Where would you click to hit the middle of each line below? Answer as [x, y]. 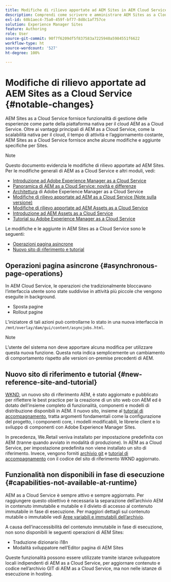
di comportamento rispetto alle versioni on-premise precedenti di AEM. [80, 358]
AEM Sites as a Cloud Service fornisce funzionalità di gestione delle [76, 119]
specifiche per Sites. [27, 146]
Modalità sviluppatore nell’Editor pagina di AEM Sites [68, 547]
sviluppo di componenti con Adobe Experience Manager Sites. [71, 427]
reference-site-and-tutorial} [51, 382]
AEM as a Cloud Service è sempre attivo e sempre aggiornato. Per [75, 495]
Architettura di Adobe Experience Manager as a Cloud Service [78, 192]
